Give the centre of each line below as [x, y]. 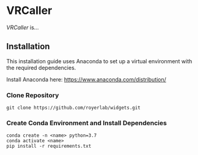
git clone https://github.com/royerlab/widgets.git [73, 108]
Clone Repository [33, 95]
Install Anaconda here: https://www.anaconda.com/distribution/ [86, 79]
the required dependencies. [41, 67]
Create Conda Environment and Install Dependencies [86, 123]
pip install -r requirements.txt [49, 146]
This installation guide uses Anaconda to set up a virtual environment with [99, 61]
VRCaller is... [23, 27]
